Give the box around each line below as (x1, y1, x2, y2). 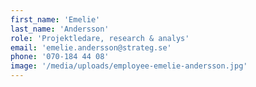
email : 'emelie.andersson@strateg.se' (10, 42, 172, 53)
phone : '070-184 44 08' (10, 52, 110, 62)
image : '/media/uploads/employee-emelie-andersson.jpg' (10, 61, 248, 71)
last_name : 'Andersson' (10, 24, 110, 34)
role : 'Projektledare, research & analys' (10, 33, 190, 43)
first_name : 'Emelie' (10, 14, 101, 25)
